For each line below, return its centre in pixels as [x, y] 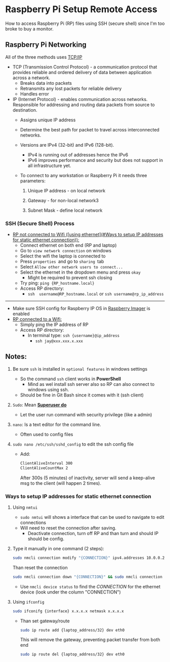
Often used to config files [47, 434]
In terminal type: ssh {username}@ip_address [74, 336]
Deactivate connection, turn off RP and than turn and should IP [93, 533]
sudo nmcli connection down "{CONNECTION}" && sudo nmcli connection [88, 577]
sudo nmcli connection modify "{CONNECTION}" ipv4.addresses [78, 558]
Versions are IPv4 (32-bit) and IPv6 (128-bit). [67, 145]
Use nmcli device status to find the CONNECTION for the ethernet [90, 586]
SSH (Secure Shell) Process [40, 223]
